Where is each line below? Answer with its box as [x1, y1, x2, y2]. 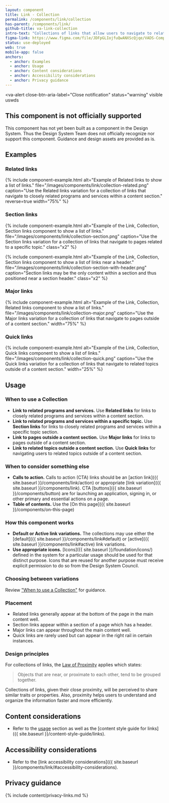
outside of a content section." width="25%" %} [5, 366, 103, 372]
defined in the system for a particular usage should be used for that [12, 552, 153, 558]
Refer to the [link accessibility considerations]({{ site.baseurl [12, 759, 138, 765]
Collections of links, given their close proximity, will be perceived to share [5, 687, 157, 693]
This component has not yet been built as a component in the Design [5, 125, 148, 131]
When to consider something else [5, 463, 90, 470]
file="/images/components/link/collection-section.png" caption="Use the [5, 233, 157, 239]
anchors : [5, 54, 24, 60]
